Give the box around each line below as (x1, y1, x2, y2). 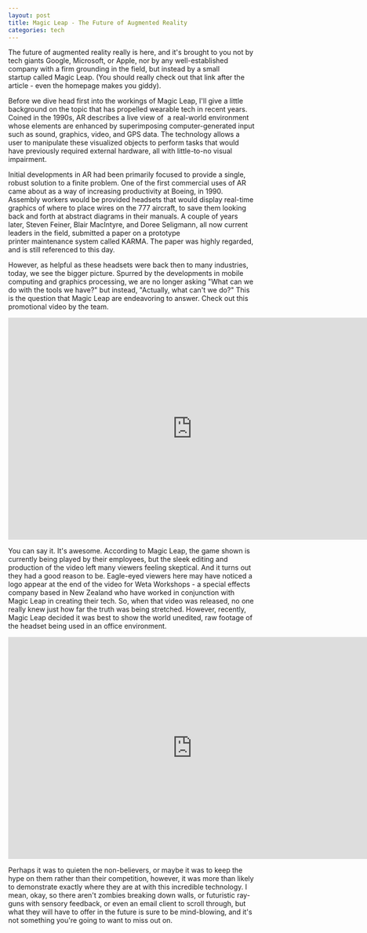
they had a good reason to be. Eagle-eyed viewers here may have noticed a (8, 571, 253, 581)
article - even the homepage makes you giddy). (8, 81, 162, 90)
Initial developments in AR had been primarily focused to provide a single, (8, 170, 246, 179)
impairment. (8, 155, 47, 164)
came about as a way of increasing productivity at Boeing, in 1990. (8, 186, 223, 197)
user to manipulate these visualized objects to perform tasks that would (8, 138, 239, 148)
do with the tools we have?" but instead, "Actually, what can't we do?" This (8, 285, 250, 295)
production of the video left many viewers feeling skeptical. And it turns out (8, 563, 252, 572)
